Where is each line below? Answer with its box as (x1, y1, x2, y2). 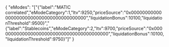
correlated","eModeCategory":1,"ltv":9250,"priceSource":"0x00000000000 (5, 9, 162, 15)
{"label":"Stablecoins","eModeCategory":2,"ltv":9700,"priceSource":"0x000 (5, 25, 162, 31)
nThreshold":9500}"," (5, 20, 49, 26)
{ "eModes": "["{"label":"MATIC (5, 4, 71, 10)
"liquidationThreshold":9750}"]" (5, 36, 72, 42)
